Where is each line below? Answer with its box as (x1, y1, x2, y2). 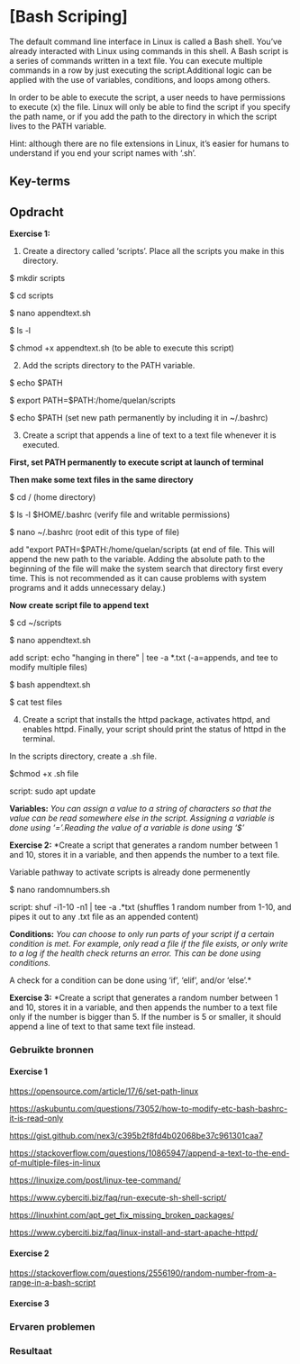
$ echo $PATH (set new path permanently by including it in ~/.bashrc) (9, 413, 268, 423)
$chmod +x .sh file (9, 768, 79, 779)
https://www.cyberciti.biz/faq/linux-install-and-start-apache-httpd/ (9, 1227, 259, 1238)
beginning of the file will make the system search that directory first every (9, 563, 284, 574)
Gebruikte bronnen (9, 1043, 95, 1056)
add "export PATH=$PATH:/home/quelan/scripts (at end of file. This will (9, 544, 275, 555)
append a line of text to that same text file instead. (9, 1021, 195, 1032)
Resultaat (9, 1344, 52, 1357)
